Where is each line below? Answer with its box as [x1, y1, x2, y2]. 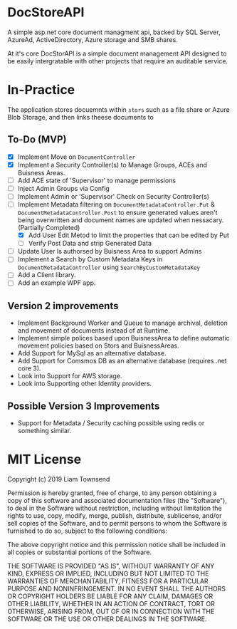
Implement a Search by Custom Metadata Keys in [17, 255, 163, 264]
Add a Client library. [17, 271, 76, 279]
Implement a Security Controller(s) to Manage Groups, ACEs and [17, 160, 208, 169]
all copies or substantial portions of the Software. [7, 548, 152, 556]
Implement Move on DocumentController [17, 152, 136, 161]
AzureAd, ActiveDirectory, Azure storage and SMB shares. [7, 35, 178, 43]
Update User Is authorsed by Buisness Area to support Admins [17, 247, 202, 256]
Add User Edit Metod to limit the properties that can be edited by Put [28, 231, 230, 239]
